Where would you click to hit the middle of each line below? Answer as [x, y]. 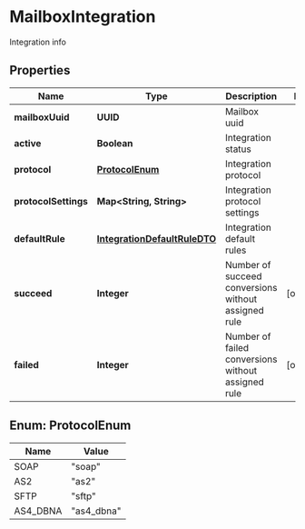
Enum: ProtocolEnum [70, 426]
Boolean [115, 143]
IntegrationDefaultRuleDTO [157, 238]
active [28, 143]
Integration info [38, 42]
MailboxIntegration [83, 17]
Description [251, 95]
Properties [40, 70]
